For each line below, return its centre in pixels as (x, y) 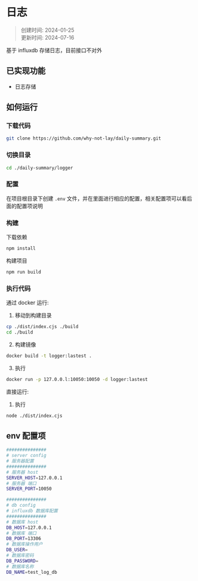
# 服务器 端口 (21, 483)
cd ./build (20, 332)
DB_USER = (17, 550)
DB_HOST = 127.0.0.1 (29, 528)
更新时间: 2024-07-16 (47, 37)
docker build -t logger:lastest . (49, 356)
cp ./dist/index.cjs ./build (42, 327)
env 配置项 (26, 436)
